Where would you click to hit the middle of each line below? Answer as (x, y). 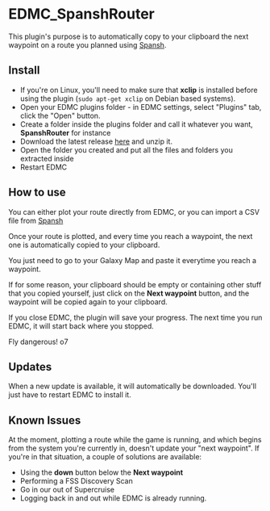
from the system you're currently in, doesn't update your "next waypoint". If (134, 448)
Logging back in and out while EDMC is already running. (113, 498)
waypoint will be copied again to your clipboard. (88, 302)
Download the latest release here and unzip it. (96, 141)
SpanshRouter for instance (65, 132)
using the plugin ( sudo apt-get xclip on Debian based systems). (128, 98)
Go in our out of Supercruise (67, 490)
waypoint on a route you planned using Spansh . (87, 44)
